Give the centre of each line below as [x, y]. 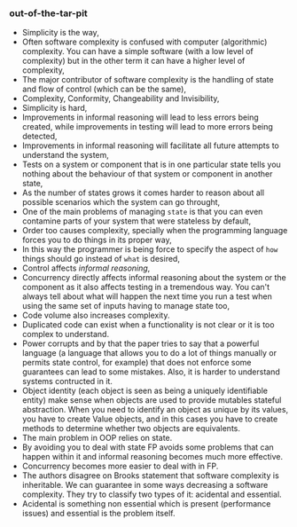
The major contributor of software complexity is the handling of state [148, 80]
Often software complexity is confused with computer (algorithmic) [145, 42]
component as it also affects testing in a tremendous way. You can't [146, 287]
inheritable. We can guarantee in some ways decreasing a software [145, 485]
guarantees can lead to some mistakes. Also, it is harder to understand [151, 372]
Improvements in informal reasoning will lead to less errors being [140, 117]
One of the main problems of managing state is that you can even [142, 212]
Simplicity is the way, [60, 33]
